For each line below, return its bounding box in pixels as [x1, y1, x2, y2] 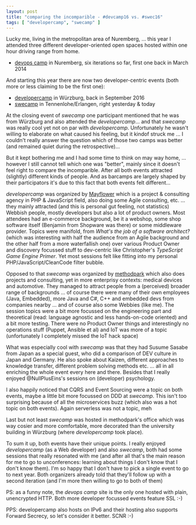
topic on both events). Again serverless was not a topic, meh [6, 405, 152, 412]
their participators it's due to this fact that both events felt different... [6, 179, 171, 186]
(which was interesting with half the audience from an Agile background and [6, 234, 190, 241]
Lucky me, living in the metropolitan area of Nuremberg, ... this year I [6, 36, 171, 43]
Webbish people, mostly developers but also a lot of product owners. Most [6, 209, 185, 217]
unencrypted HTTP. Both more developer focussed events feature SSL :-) [6, 495, 183, 502]
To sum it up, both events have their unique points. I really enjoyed [6, 440, 166, 447]
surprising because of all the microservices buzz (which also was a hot [6, 399, 177, 406]
